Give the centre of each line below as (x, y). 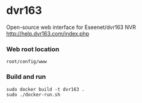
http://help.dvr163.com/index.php (48, 33)
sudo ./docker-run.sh (33, 95)
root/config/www (26, 62)
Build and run (26, 77)
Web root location (33, 49)
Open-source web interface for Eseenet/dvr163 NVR (71, 27)
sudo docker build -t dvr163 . (45, 89)
